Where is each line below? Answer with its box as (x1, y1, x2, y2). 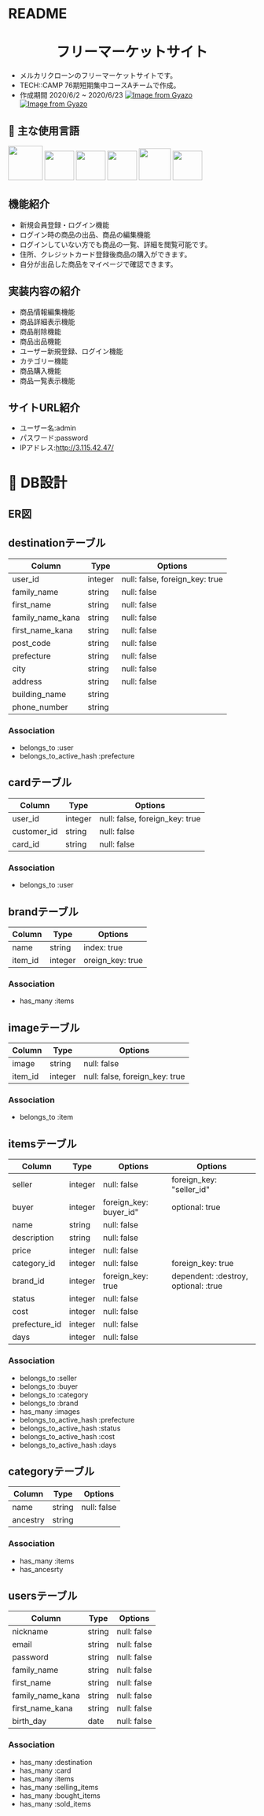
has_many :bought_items (19, 1791, 101, 1800)
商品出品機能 (19, 336, 61, 346)
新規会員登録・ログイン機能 (19, 220, 110, 229)
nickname (12, 1626, 49, 1637)
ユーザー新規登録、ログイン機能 (19, 346, 123, 356)
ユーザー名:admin (19, 423, 76, 433)
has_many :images (19, 1406, 80, 1416)
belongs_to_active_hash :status (19, 1423, 121, 1433)
